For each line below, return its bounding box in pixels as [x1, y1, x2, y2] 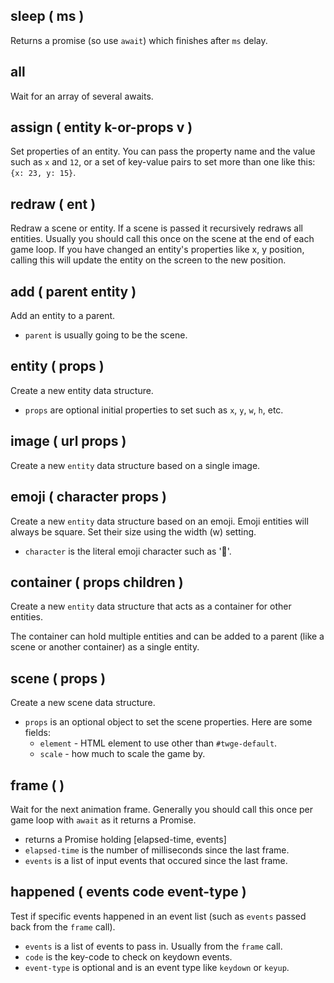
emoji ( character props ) [10, 489, 167, 506]
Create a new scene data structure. [10, 697, 156, 709]
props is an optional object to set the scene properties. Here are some [24, 716, 313, 728]
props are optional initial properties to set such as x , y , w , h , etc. [24, 404, 284, 416]
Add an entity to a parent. [10, 310, 116, 322]
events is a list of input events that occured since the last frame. [24, 854, 288, 866]
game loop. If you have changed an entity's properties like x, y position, [10, 244, 305, 256]
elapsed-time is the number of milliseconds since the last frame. [24, 844, 290, 856]
